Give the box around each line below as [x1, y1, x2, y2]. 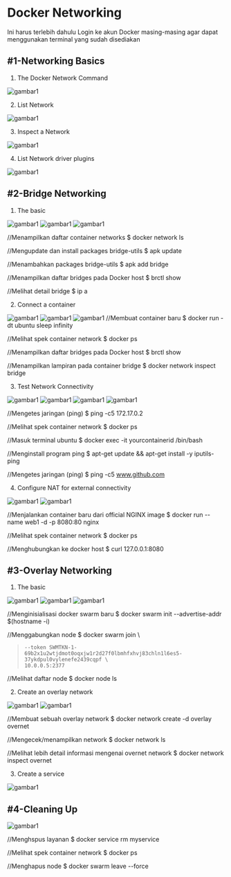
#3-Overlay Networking [7, 564, 113, 576]
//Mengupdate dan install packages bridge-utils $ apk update [7, 246, 182, 254]
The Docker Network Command [17, 73, 109, 82]
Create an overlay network [17, 688, 93, 696]
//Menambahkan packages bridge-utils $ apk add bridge [7, 260, 169, 268]
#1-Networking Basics [7, 55, 105, 67]
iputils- [194, 449, 214, 458]
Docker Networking [7, 5, 122, 21]
